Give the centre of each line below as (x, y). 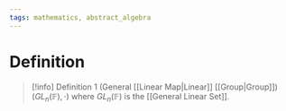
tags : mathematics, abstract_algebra (80, 17)
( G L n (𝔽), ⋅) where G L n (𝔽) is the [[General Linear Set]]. (130, 97)
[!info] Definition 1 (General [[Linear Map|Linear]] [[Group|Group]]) (154, 87)
